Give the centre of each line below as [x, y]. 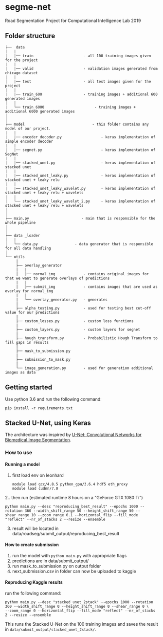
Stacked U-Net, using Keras [48, 423]
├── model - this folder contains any [77, 124]
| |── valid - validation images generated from [81, 68]
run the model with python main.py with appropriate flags [69, 555]
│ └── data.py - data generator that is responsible [79, 244]
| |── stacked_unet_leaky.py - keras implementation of [80, 176]
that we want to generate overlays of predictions [57, 278]
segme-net [28, 7]
